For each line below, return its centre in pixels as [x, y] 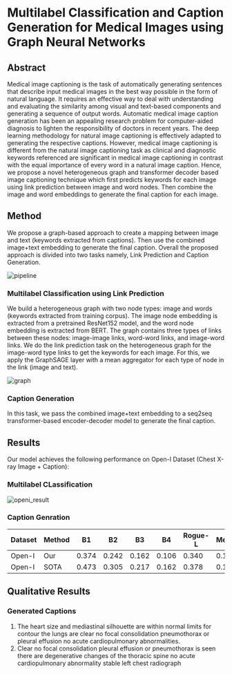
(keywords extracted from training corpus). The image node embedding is [113, 316]
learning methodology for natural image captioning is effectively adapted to [114, 135]
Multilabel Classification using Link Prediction [86, 293]
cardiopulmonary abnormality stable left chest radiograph [99, 663]
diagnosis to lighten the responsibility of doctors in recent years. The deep [113, 128]
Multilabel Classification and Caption [116, 13]
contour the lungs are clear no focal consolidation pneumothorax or [113, 633]
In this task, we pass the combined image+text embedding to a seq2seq [110, 413]
